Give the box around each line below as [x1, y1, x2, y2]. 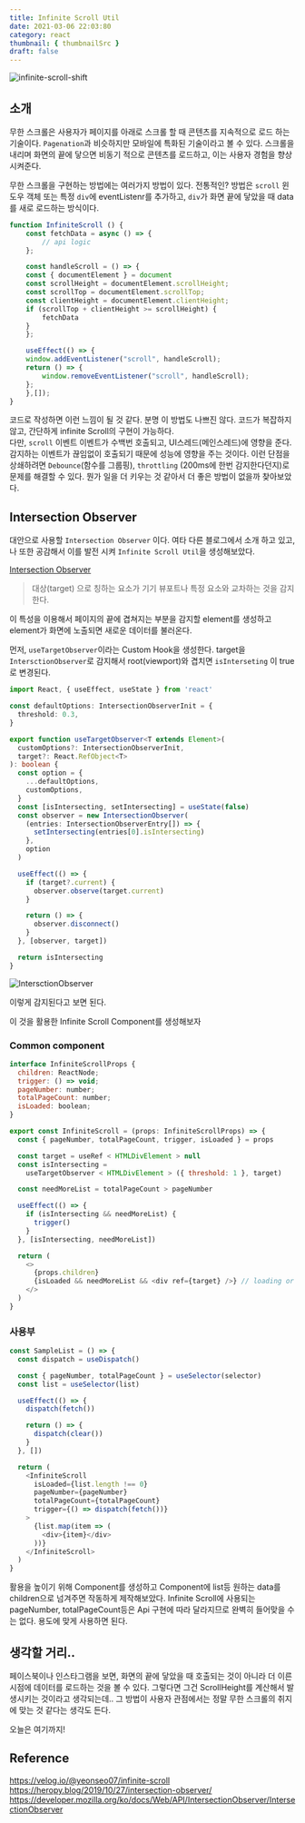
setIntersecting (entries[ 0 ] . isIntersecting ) [33, 827, 205, 837]
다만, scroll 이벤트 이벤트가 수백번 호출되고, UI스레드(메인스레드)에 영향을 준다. [9, 437, 292, 448]
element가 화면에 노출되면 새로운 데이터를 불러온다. [9, 625, 192, 636]
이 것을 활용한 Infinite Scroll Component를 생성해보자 [9, 1016, 202, 1026]
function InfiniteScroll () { [9, 220, 124, 230]
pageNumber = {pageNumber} [33, 1488, 128, 1497]
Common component [9, 1039, 105, 1052]
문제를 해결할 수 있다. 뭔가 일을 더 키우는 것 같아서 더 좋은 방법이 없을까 [9, 471, 261, 482]
